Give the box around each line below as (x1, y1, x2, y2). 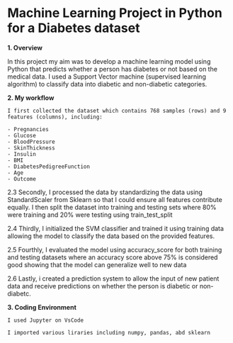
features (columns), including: (7, 113, 103, 120)
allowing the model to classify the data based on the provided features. (7, 232, 215, 240)
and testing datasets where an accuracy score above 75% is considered (7, 253, 218, 262)
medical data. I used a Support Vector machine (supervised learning (7, 72, 207, 81)
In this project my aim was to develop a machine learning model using (7, 57, 211, 65)
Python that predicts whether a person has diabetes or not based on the (7, 64, 218, 73)
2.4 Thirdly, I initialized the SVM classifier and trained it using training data (7, 224, 225, 232)
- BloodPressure (7, 138, 55, 145)
